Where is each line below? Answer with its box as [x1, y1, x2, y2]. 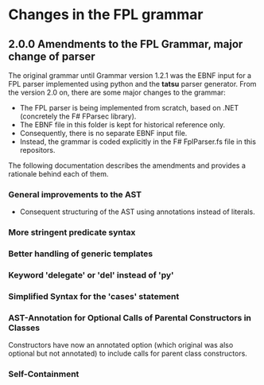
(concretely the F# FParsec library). [19, 111, 137, 121]
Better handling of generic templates [8, 248, 153, 259]
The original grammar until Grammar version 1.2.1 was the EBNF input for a [8, 71, 252, 80]
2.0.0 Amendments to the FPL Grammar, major [8, 37, 243, 51]
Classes [8, 322, 41, 333]
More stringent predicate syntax [8, 227, 136, 238]
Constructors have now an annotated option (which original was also [8, 340, 234, 350]
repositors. [19, 146, 56, 154]
